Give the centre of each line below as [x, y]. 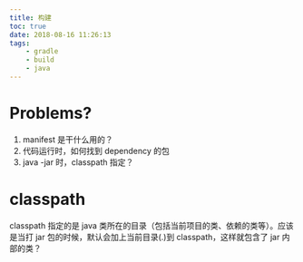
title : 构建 [30, 18]
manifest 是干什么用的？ [68, 139]
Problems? [51, 113]
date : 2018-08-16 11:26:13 [60, 34]
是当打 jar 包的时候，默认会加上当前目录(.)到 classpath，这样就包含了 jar [145, 237]
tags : [20, 43]
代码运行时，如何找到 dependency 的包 [96, 150]
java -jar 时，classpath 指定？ [78, 162]
